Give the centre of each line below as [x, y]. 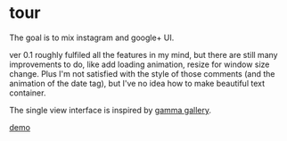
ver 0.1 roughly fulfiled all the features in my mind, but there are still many [143, 54]
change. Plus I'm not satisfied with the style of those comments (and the [142, 73]
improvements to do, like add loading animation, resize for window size [139, 64]
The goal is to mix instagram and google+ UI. [92, 37]
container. [28, 93]
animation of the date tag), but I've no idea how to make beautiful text [137, 83]
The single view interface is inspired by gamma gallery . [111, 110]
